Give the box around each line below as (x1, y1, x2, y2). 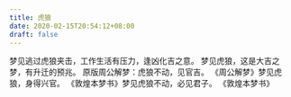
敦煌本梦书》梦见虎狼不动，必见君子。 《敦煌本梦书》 (74, 78, 275, 89)
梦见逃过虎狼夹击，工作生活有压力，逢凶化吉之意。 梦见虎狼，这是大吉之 (9, 56, 280, 66)
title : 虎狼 (9, 13, 51, 22)
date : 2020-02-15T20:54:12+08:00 (9, 22, 135, 31)
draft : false (9, 30, 59, 39)
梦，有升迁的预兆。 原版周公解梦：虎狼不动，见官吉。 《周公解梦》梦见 (9, 66, 275, 77)
